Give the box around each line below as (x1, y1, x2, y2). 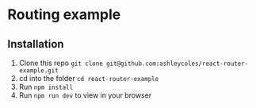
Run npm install (18, 82, 74, 91)
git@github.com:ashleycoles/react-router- (105, 60, 249, 67)
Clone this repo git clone (18, 58, 104, 67)
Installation (7, 37, 64, 51)
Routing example (7, 6, 121, 24)
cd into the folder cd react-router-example (18, 74, 159, 83)
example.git (18, 67, 59, 75)
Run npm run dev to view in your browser (18, 91, 152, 100)
